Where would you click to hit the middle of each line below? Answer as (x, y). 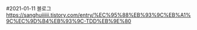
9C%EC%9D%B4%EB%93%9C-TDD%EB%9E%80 (69, 21)
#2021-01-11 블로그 (29, 8)
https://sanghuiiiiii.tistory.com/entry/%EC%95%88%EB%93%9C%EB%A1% (98, 15)
